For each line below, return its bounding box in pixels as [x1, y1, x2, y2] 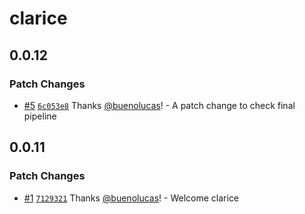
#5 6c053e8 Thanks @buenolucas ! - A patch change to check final [23, 99, 296, 111]
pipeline [23, 110, 57, 122]
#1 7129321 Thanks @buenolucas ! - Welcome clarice [23, 192, 240, 204]
